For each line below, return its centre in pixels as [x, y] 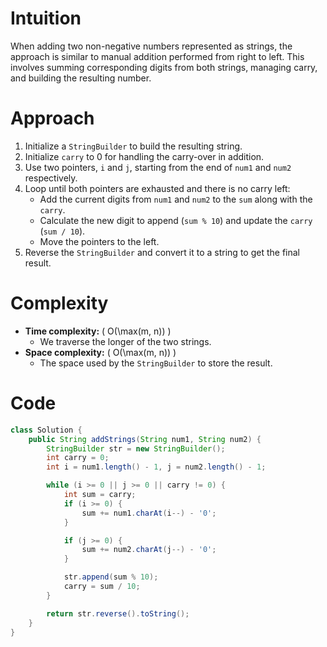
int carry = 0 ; [78, 458]
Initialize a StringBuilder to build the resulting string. [133, 146]
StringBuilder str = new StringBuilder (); [136, 448]
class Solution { [46, 430]
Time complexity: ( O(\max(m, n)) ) [98, 331]
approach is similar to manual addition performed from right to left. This [157, 56]
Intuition [46, 18]
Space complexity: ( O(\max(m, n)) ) [100, 352]
